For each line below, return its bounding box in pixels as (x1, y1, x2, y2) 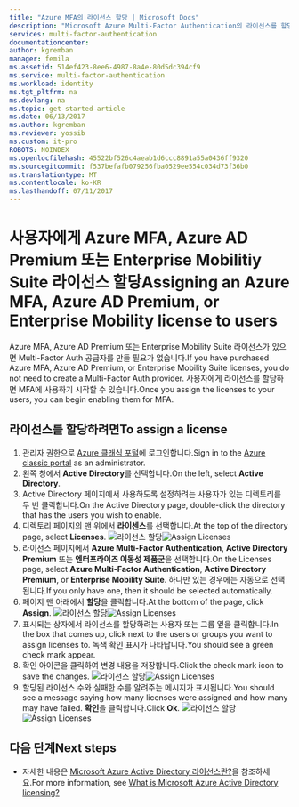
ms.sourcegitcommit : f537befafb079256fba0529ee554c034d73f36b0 (9, 162, 249, 171)
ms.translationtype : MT (9, 170, 98, 179)
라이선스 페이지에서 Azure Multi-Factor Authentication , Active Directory (21, 542, 288, 553)
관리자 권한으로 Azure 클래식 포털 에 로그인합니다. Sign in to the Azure (21, 447, 266, 458)
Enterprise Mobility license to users (9, 311, 278, 331)
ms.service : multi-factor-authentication (9, 71, 166, 80)
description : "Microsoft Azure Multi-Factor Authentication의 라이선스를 (9, 21, 278, 30)
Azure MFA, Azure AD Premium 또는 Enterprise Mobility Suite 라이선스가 (9, 341, 271, 351)
